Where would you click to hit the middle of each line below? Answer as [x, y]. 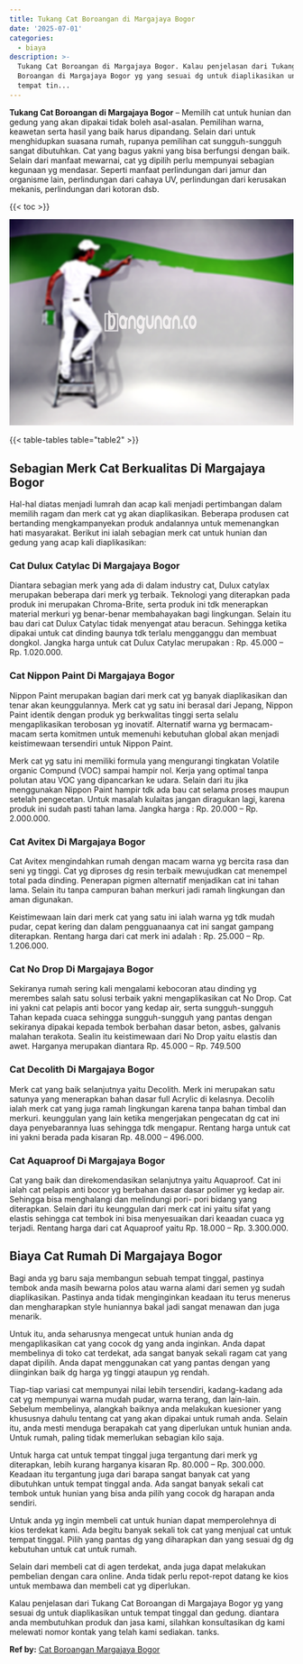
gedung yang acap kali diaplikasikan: [78, 543]
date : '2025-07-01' [46, 28]
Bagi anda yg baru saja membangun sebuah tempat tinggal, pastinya [137, 1278]
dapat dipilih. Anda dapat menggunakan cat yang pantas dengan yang [140, 1362]
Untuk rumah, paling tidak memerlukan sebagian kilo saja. [117, 1437]
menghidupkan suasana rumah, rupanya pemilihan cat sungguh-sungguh [146, 141]
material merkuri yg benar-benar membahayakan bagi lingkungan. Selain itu [150, 614]
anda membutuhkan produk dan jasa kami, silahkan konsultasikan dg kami [147, 1622]
